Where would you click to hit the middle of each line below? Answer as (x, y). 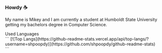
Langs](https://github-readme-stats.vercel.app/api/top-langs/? (86, 39)
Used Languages (22, 34)
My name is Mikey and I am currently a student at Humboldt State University (81, 20)
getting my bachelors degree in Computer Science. (56, 25)
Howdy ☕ (16, 7)
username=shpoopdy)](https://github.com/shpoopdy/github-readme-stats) (80, 44)
